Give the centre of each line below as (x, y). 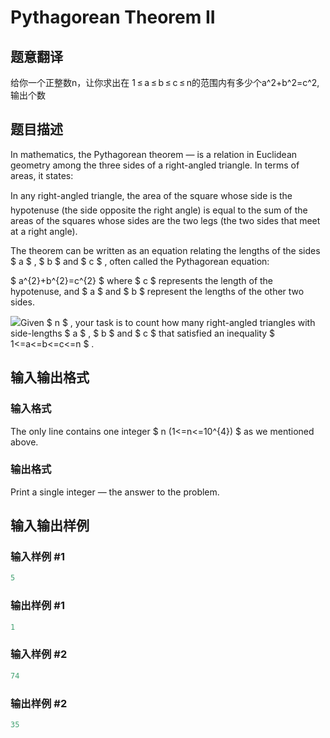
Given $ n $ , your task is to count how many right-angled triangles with (168, 322)
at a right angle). (44, 231)
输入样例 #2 (39, 654)
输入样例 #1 (37, 557)
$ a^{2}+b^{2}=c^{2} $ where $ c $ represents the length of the (142, 280)
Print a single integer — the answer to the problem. (115, 492)
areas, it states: (42, 175)
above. (24, 442)
